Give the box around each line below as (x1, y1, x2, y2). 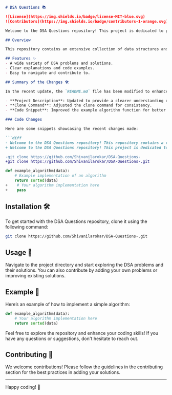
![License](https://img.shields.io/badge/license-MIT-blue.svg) (5, 14, 145, 19)
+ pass (5, 187, 27, 193)
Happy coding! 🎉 (5, 384, 41, 390)
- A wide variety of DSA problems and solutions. (5, 61, 114, 66)
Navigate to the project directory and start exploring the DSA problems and (5, 262, 164, 268)
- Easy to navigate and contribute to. (5, 70, 91, 76)
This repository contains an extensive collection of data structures (5, 47, 159, 52)
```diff (5, 135, 22, 141)
